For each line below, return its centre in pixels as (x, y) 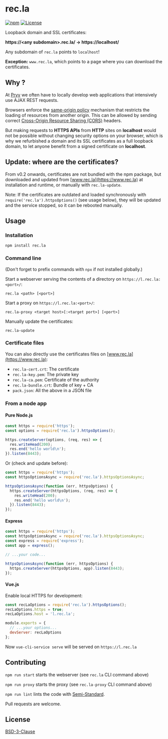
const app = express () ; (30, 546)
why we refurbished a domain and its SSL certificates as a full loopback (79, 141)
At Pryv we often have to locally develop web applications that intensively (81, 95)
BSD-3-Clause (20, 731)
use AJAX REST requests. (32, 100)
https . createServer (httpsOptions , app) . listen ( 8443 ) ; (67, 568)
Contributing (26, 662)
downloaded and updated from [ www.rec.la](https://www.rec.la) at (74, 179)
